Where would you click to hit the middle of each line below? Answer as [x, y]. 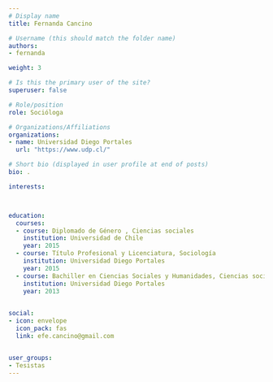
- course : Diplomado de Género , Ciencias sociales [105, 231]
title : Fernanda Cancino [50, 24]
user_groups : [30, 358]
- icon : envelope [38, 321]
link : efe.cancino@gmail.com [65, 336]
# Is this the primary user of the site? [80, 83]
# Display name [34, 16]
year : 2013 [41, 291]
